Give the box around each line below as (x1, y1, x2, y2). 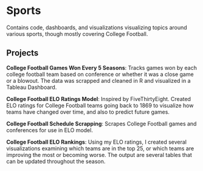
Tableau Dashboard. (6, 83, 57, 91)
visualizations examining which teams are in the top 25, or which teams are (6, 144, 194, 152)
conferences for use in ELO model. (6, 126, 93, 134)
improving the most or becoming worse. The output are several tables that (6, 151, 193, 158)
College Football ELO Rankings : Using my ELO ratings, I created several (6, 138, 187, 145)
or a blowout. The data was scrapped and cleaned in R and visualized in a (6, 77, 191, 84)
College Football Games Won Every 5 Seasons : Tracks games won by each (6, 64, 198, 71)
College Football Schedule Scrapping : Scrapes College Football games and (6, 120, 197, 127)
